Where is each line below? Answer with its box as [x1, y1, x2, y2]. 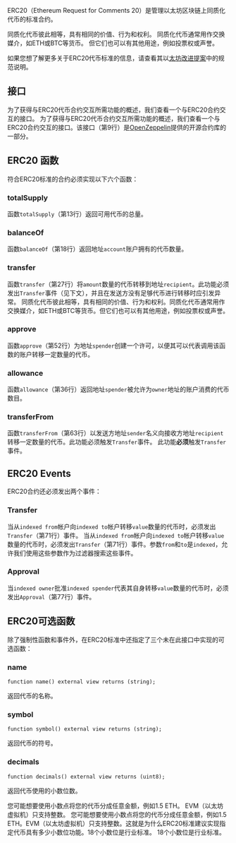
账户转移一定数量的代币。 [19, 350, 94, 358]
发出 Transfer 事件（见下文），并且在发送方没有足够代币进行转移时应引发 [7, 288, 215, 297]
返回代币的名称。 [7, 691, 57, 700]
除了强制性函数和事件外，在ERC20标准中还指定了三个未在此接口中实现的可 [7, 635, 225, 644]
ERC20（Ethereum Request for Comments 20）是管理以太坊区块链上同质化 [7, 6, 226, 14]
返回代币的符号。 [7, 739, 57, 748]
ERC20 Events [7, 467, 72, 479]
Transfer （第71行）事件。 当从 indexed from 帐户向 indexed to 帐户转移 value [7, 531, 225, 539]
